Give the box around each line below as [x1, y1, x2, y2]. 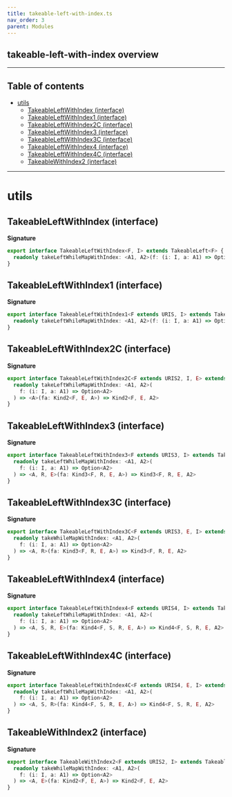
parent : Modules [7, 23, 54, 30]
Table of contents [7, 80, 84, 92]
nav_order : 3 [7, 17, 45, 24]
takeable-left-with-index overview [7, 48, 159, 60]
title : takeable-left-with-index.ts [7, 10, 113, 17]
